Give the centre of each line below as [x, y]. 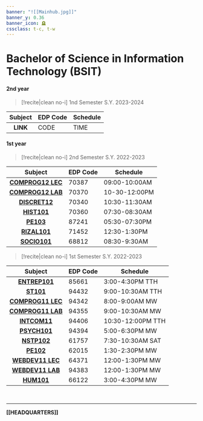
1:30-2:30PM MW [130, 350]
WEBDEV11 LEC [36, 360]
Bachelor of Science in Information [95, 59]
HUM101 [36, 380]
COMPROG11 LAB [36, 311]
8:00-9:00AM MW [130, 301]
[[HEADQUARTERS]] [32, 412]
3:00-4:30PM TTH [131, 281]
